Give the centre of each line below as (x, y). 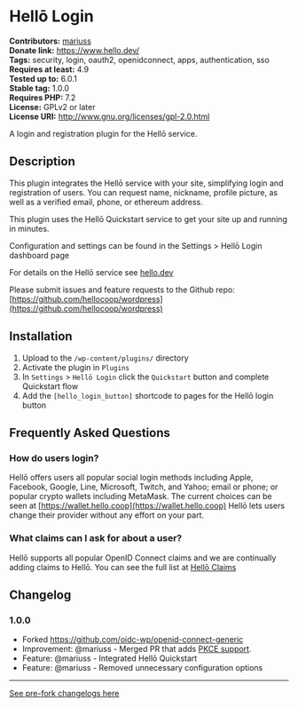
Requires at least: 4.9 (49, 69)
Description (42, 162)
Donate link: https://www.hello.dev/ (74, 50)
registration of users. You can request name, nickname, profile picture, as (143, 192)
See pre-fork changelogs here (64, 694)
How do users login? (54, 457)
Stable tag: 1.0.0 (39, 88)
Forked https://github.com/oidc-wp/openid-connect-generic (133, 639)
